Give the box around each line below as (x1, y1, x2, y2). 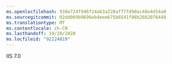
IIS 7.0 (6, 53, 21, 59)
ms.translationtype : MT (6, 20, 65, 25)
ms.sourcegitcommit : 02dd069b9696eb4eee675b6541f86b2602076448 (6, 14, 167, 20)
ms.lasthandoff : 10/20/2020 (6, 31, 76, 37)
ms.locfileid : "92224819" (6, 36, 70, 42)
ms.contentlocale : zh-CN (6, 25, 68, 31)
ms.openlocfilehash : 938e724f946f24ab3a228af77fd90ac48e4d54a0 (6, 8, 167, 15)
